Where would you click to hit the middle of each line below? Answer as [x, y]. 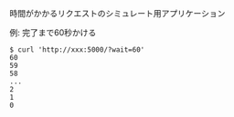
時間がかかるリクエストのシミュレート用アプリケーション [117, 13]
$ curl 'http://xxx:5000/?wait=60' [77, 50]
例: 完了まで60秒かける [53, 33]
